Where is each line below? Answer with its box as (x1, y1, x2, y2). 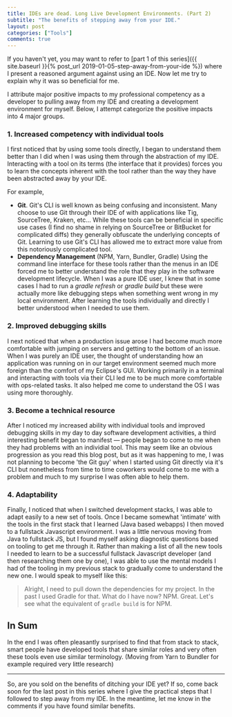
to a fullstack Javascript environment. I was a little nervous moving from (7, 528, 212, 536)
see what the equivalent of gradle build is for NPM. (23, 600, 173, 608)
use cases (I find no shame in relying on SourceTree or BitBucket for (17, 223, 211, 231)
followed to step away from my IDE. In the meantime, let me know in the (7, 695, 211, 703)
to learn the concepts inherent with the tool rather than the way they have (7, 167, 216, 175)
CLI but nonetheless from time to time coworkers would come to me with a (7, 466, 220, 474)
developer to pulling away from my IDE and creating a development (7, 97, 199, 106)
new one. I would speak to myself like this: (7, 571, 128, 580)
